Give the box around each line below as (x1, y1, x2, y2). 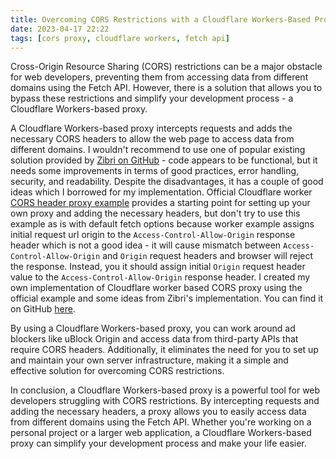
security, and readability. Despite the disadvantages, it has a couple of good (10, 176, 324, 188)
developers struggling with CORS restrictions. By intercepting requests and (10, 395, 320, 407)
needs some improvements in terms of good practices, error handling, (10, 165, 300, 177)
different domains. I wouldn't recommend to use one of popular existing (10, 144, 306, 156)
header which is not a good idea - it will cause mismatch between (10, 239, 282, 251)
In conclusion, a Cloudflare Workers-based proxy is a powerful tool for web (10, 384, 321, 396)
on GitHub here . (10, 303, 76, 315)
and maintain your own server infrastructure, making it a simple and (10, 354, 289, 366)
